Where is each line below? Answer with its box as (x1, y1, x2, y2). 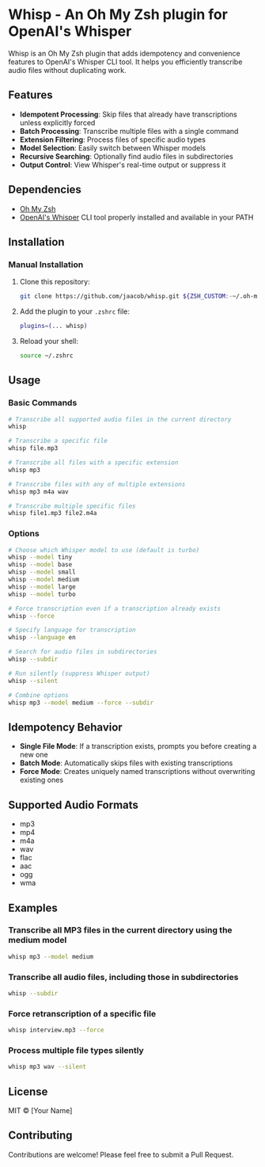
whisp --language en (8, 634, 77, 642)
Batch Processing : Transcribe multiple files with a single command (19, 126, 239, 135)
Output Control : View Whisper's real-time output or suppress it (19, 160, 226, 170)
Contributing (8, 1129, 73, 1142)
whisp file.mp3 (8, 444, 59, 452)
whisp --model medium (8, 576, 80, 584)
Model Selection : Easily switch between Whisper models (19, 143, 206, 152)
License (8, 1085, 48, 1098)
